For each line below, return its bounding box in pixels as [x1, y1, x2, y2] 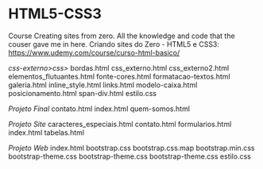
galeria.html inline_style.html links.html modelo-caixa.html [8, 80, 198, 90]
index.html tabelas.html [8, 128, 85, 137]
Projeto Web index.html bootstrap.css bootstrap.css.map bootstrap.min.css [8, 143, 255, 152]
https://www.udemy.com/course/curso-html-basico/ [8, 48, 180, 57]
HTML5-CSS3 [8, 5, 102, 23]
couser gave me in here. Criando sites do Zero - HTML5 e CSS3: [8, 39, 220, 48]
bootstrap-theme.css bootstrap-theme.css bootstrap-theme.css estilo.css [8, 152, 252, 161]
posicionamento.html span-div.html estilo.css [8, 88, 157, 98]
